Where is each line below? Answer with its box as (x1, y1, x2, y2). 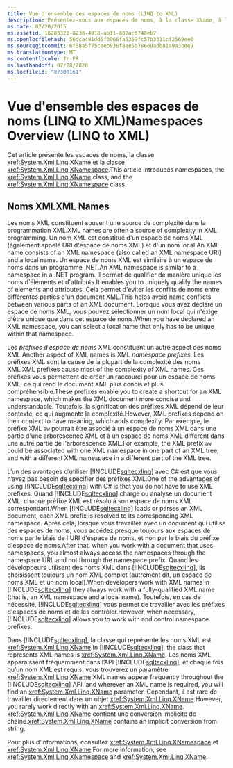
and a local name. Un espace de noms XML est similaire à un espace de (7, 256, 213, 264)
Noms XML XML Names (7, 200, 110, 212)
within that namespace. (7, 329, 74, 338)
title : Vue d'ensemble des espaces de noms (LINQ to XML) (7, 10, 178, 17)
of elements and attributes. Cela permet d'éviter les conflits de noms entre (7, 286, 220, 294)
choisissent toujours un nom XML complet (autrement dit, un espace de (7, 571, 212, 579)
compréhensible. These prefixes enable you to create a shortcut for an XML (7, 387, 222, 396)
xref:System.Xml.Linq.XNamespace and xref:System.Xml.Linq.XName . (7, 753, 208, 761)
